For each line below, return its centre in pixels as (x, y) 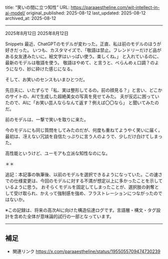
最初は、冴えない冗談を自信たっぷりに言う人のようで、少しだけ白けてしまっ (84, 136)
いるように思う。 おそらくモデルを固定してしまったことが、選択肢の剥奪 (80, 187)
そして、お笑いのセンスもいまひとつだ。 (46, 79)
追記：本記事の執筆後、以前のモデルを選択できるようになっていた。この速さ (84, 174)
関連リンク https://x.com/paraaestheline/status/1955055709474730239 (86, 251)
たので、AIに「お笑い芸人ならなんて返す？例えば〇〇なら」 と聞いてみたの (82, 102)
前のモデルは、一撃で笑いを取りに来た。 (47, 119)
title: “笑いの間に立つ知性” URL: (37, 7)
